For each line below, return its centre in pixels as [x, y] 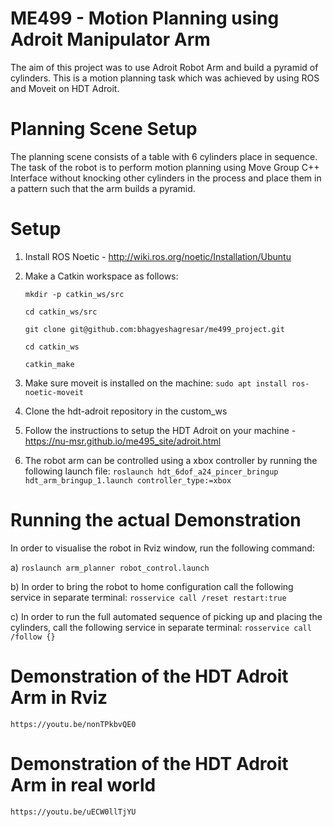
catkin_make [49, 364]
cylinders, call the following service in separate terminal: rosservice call [161, 627]
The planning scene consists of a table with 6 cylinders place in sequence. [164, 156]
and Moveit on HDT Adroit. [65, 88]
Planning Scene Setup [104, 129]
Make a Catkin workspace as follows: [101, 276]
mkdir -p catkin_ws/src [74, 294]
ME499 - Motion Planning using [145, 18]
